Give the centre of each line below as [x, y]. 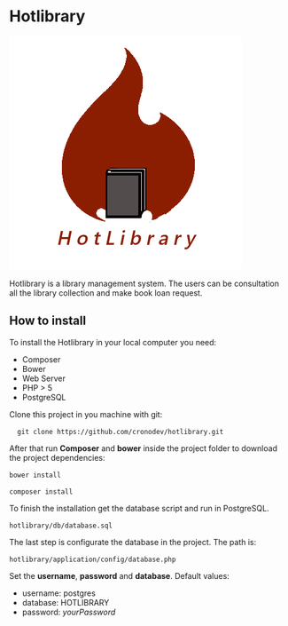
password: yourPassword [69, 612]
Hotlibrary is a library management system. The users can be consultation [144, 283]
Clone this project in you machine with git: [86, 414]
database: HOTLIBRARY [66, 602]
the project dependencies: [57, 457]
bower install [35, 475]
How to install [48, 321]
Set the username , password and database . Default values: [120, 575]
